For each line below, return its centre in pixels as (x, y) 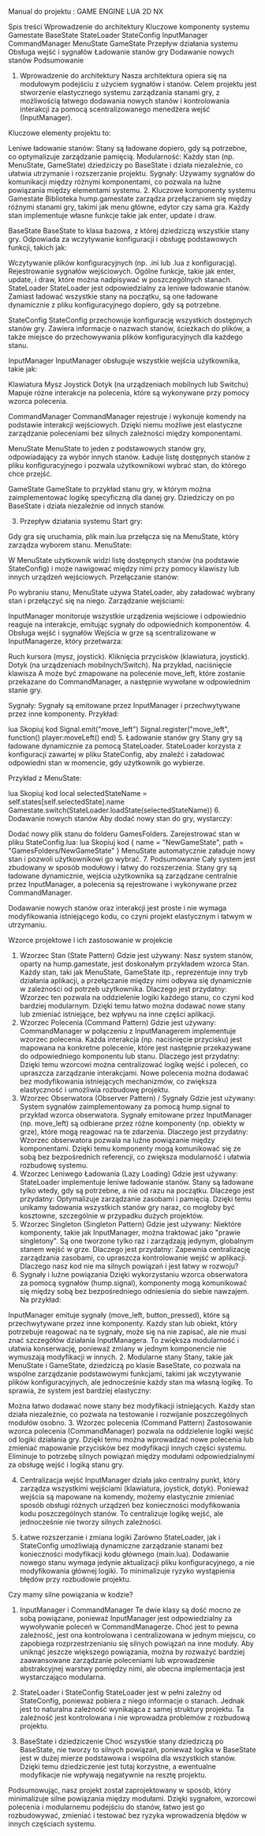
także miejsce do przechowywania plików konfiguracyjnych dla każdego (125, 337)
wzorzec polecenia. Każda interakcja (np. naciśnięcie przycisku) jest (131, 1039)
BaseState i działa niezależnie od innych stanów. (87, 506)
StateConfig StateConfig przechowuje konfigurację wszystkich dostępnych (130, 320)
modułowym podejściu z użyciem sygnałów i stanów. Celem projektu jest (138, 84)
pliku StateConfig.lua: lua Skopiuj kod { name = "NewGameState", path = (126, 842)
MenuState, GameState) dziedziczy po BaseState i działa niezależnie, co (126, 165)
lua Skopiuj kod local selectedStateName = (78, 793)
